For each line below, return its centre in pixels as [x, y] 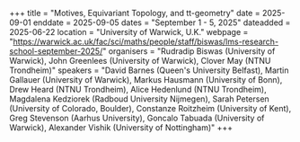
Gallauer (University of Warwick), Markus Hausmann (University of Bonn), [146, 80]
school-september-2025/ [56, 51]
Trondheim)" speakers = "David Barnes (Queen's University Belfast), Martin [149, 70]
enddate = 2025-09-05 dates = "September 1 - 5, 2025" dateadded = [162, 22]
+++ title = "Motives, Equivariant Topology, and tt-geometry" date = [135, 13]
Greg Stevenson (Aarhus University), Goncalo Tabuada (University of [137, 118]
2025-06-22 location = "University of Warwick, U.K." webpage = [129, 32]
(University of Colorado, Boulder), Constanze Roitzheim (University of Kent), [150, 108]
